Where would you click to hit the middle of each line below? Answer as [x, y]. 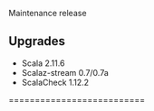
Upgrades [37, 41]
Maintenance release [48, 13]
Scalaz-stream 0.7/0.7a [65, 72]
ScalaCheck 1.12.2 [55, 82]
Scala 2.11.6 [43, 63]
